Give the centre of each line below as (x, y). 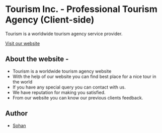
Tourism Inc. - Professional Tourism (81, 9)
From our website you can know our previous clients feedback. (78, 97)
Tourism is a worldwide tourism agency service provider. (64, 33)
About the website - (37, 59)
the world (22, 81)
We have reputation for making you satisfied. (59, 92)
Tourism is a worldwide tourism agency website (62, 71)
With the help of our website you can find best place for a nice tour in (84, 76)
